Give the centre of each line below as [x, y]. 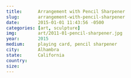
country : [17, 60]
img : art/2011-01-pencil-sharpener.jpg [64, 33]
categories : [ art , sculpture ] [43, 28]
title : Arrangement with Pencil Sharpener [66, 11]
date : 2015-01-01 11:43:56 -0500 [55, 22]
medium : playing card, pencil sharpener [62, 45]
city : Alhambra [33, 50]
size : [13, 66]
